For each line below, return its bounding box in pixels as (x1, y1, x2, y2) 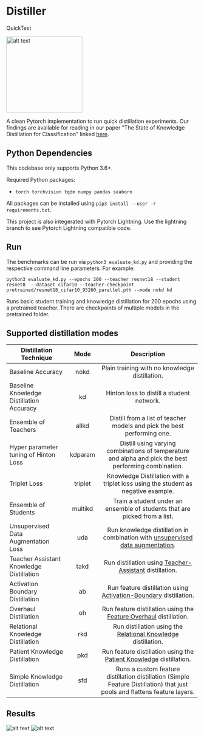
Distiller (6, 4, 47, 18)
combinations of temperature (106, 447, 189, 455)
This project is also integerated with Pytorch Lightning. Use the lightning (6, 218, 187, 225)
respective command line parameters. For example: (6, 265, 135, 272)
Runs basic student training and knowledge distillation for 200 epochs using (6, 297, 197, 305)
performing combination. (112, 462, 183, 471)
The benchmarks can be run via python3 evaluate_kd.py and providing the (6, 258, 192, 265)
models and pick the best (112, 421, 184, 430)
